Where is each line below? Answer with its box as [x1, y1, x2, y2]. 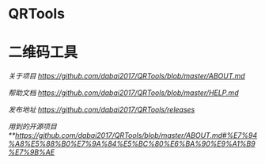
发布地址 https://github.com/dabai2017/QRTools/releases [8, 105, 195, 115]
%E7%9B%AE [8, 147, 55, 157]
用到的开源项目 [8, 122, 57, 132]
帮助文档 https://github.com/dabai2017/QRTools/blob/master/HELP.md [8, 88, 239, 97]
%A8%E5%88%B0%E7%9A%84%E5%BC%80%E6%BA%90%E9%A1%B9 [8, 139, 256, 149]
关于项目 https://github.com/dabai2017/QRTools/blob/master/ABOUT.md [8, 71, 245, 81]
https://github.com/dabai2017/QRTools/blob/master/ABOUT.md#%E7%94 [15, 131, 258, 140]
